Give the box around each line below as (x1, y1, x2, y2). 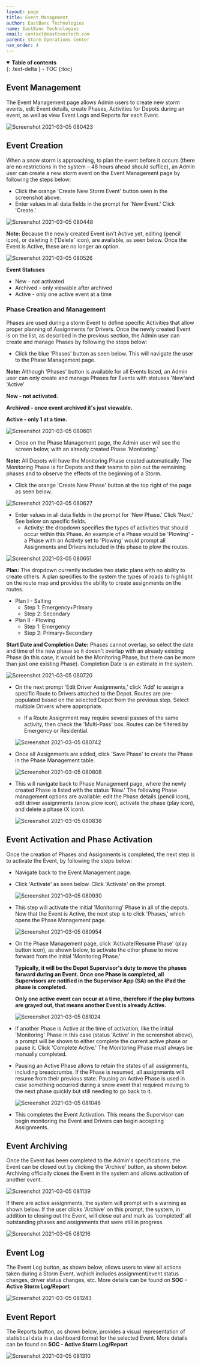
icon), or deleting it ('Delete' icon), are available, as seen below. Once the (6, 236, 187, 244)
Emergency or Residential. (23, 727, 89, 734)
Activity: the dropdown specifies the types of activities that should (23, 524, 188, 531)
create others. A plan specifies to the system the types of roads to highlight (6, 573, 193, 580)
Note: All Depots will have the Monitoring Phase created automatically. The (6, 457, 192, 464)
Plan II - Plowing (14, 616, 56, 623)
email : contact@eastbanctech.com (6, 31, 90, 37)
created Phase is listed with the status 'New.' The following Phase (14, 786, 178, 793)
